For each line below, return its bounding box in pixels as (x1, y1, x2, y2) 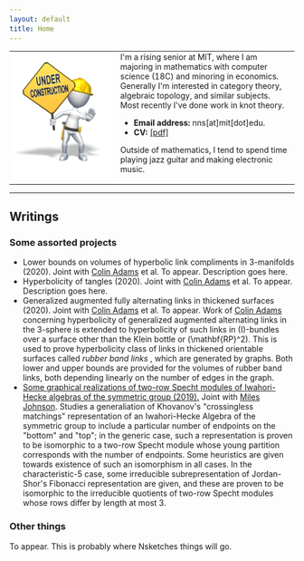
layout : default (9, 15, 71, 24)
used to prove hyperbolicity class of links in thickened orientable (22, 343, 264, 354)
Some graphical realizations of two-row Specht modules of (22, 382, 242, 393)
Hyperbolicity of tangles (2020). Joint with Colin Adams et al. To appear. (22, 276, 293, 287)
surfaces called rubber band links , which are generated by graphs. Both (22, 353, 293, 364)
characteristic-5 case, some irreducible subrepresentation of (22, 469, 251, 479)
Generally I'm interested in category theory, (120, 81, 282, 92)
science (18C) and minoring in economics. (120, 71, 279, 82)
